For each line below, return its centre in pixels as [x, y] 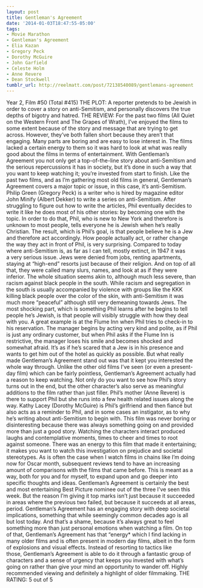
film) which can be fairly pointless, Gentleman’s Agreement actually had [106, 373]
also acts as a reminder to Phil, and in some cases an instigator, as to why [98, 412]
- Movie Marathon [28, 35]
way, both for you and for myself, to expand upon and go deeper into [92, 476]
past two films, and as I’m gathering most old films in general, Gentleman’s [99, 180]
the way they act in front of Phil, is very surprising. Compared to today [94, 244]
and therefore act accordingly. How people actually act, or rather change [97, 238]
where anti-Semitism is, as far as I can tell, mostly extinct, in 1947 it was [96, 251]
